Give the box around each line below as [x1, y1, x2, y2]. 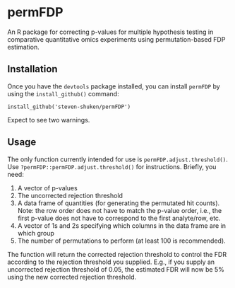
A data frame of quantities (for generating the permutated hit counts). [17, 199, 220, 207]
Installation [7, 63, 58, 75]
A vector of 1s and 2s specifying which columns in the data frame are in [17, 221, 227, 230]
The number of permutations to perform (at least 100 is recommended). [17, 236, 226, 245]
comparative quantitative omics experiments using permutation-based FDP [7, 35, 226, 43]
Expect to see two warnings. [7, 115, 90, 124]
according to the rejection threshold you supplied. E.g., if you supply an [7, 258, 215, 266]
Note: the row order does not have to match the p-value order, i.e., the [17, 206, 222, 214]
